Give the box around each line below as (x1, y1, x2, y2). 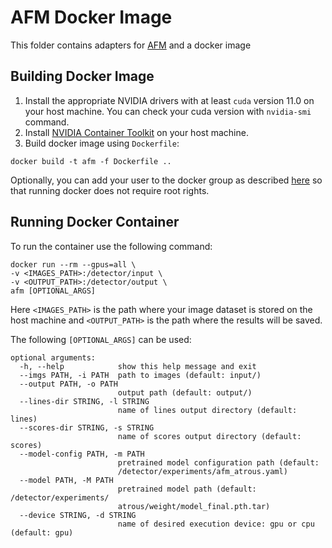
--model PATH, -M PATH (19, 475, 114, 485)
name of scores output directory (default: (117, 431, 302, 441)
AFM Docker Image (10, 6, 173, 29)
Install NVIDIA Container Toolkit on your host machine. (24, 126, 249, 138)
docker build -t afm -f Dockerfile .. (10, 156, 172, 166)
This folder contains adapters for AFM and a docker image (10, 39, 252, 51)
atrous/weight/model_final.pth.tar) (117, 501, 271, 511)
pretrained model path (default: (117, 484, 257, 494)
